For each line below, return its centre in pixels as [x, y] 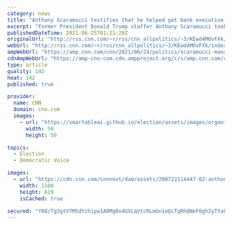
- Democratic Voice [41, 160]
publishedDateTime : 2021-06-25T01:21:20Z [68, 33]
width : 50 [39, 128]
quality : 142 [26, 71]
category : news [29, 13]
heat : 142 [21, 78]
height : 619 [37, 192]
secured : [20, 211]
